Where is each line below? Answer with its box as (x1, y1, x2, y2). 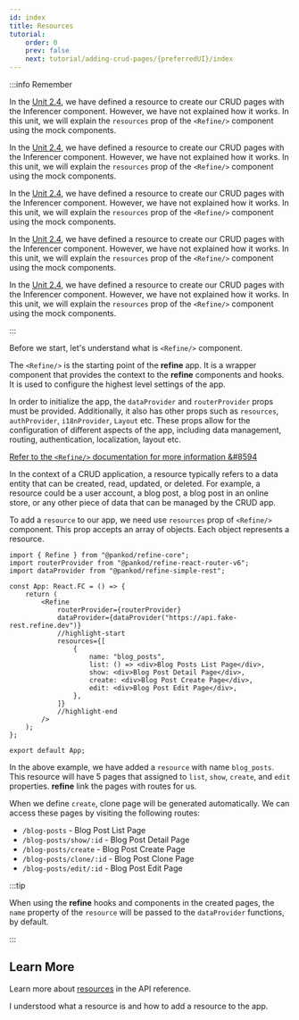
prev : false (25, 46, 70, 55)
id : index (9, 13, 46, 22)
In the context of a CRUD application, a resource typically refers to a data (9, 469, 278, 479)
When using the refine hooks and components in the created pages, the (9, 898, 275, 907)
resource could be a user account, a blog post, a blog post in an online (9, 488, 270, 498)
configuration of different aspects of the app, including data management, (9, 425, 282, 435)
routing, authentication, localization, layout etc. (9, 434, 181, 445)
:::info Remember (9, 79, 73, 89)
